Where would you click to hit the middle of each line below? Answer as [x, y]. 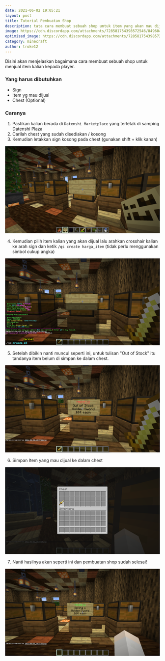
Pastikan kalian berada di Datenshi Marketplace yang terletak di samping [86, 124]
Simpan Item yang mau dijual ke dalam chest [57, 460]
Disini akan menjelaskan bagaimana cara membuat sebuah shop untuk [76, 61]
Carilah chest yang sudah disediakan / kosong [59, 134]
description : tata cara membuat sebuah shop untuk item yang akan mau [79, 26]
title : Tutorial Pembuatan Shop [38, 21]
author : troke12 [22, 47]
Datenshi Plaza [27, 129]
